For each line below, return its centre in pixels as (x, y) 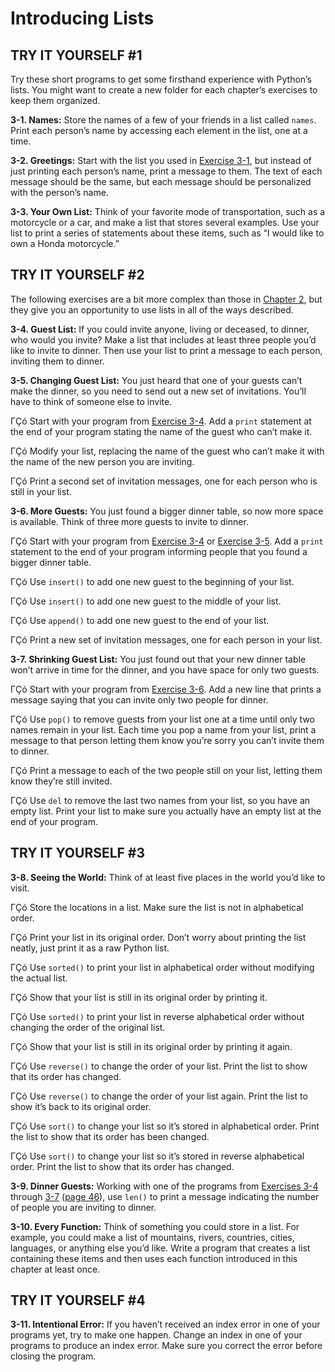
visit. (20, 888)
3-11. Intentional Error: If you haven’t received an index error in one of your (165, 1324)
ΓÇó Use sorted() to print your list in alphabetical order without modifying (162, 967)
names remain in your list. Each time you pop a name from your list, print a (163, 729)
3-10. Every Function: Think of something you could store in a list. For (155, 1226)
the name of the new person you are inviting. (102, 461)
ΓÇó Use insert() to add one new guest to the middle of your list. (146, 601)
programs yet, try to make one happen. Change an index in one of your (156, 1335)
